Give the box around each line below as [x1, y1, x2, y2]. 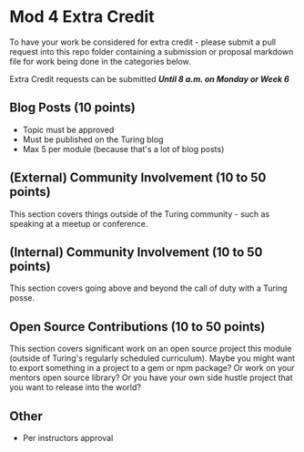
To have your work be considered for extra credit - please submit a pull [9, 36, 276, 47]
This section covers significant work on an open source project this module [9, 344, 292, 354]
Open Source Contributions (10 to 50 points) [9, 319, 266, 334]
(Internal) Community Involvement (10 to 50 [9, 244, 263, 260]
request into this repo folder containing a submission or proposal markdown [9, 46, 294, 56]
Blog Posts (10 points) [9, 100, 137, 116]
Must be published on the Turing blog [22, 134, 164, 145]
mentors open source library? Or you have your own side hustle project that [9, 372, 293, 384]
